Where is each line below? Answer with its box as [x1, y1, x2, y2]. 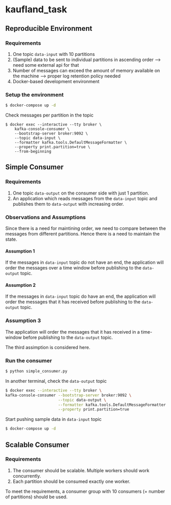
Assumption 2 [5, 282, 36, 288]
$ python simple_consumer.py [5, 368, 68, 374]
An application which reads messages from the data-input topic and [12, 195, 158, 201]
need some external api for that [12, 62, 79, 68]
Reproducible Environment [5, 24, 93, 33]
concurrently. [12, 473, 41, 479]
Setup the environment [5, 91, 64, 98]
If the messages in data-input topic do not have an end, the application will [5, 259, 164, 265]
